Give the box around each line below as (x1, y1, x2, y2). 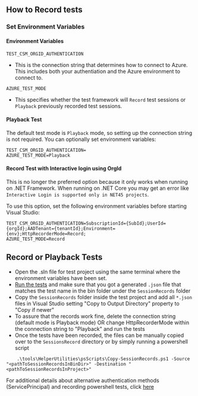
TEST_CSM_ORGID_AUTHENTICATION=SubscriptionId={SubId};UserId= (6, 220, 166, 226)
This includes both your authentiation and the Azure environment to (14, 67, 180, 75)
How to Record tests (6, 5, 83, 15)
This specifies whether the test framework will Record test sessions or (14, 96, 186, 103)
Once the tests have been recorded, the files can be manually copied (14, 331, 184, 339)
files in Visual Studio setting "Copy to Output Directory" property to (14, 300, 180, 307)
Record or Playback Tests (6, 252, 103, 262)
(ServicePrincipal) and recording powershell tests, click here (6, 383, 155, 390)
